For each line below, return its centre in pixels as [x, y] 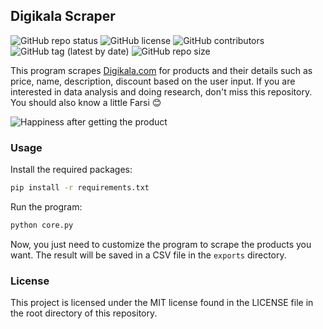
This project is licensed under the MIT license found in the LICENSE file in [162, 303]
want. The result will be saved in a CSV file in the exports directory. [148, 255]
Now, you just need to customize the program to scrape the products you [161, 244]
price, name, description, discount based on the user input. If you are [153, 81]
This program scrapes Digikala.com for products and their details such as [161, 70]
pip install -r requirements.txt [80, 188]
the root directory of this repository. [84, 313]
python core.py [42, 225]
